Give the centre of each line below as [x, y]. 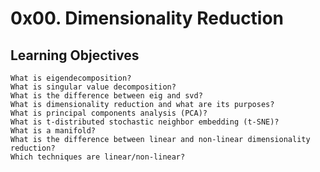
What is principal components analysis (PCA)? [109, 113]
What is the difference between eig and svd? [106, 96]
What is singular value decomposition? [93, 87]
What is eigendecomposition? [71, 78]
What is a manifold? [53, 131]
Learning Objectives [75, 55]
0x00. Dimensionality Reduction [147, 18]
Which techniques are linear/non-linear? [98, 157]
